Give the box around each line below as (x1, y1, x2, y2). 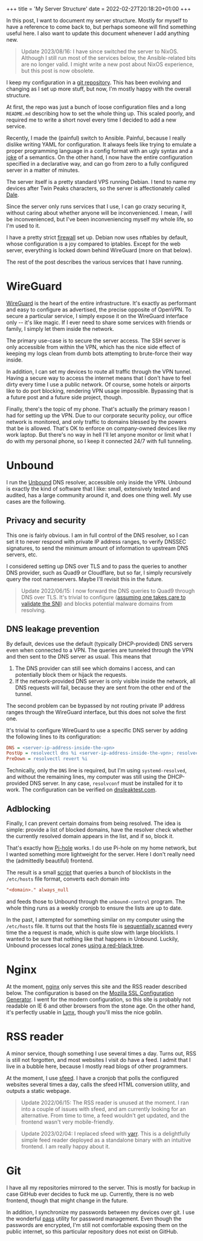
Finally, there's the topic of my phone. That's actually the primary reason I (6, 405, 190, 412)
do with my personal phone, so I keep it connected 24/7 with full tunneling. (6, 437, 193, 445)
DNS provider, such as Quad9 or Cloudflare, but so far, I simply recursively (6, 568, 192, 576)
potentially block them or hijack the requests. (14, 671, 127, 678)
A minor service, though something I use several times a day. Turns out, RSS (6, 1049, 196, 1057)
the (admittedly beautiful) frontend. (6, 857, 94, 864)
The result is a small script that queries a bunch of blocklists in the (6, 868, 172, 876)
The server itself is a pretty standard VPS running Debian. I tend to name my (6, 178, 196, 185)
